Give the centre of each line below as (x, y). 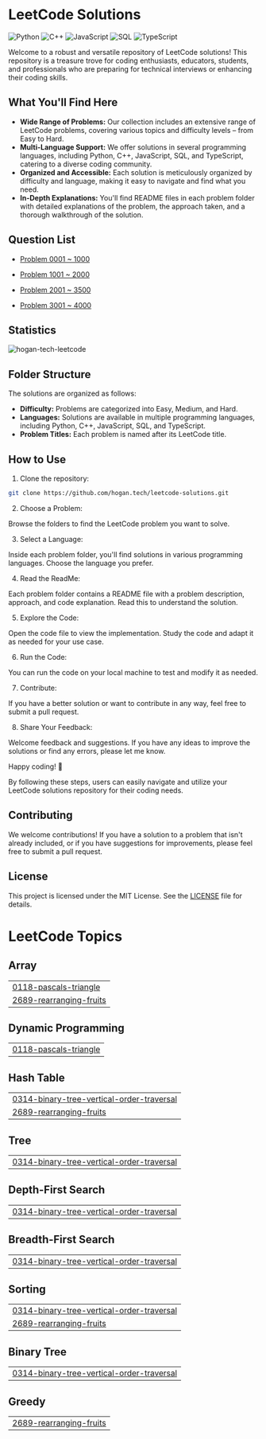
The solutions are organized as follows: (72, 394)
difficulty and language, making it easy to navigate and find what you (133, 181)
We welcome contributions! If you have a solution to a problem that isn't (126, 834)
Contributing (40, 815)
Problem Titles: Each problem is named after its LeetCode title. (123, 435)
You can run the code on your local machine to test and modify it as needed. (133, 672)
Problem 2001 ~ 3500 (55, 290)
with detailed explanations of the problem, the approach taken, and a (132, 206)
